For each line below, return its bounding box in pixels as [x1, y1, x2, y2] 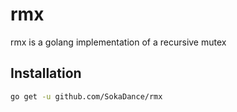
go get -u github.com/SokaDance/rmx [10, 91, 163, 102]
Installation [10, 65, 82, 82]
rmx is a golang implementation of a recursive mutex [10, 36, 227, 48]
